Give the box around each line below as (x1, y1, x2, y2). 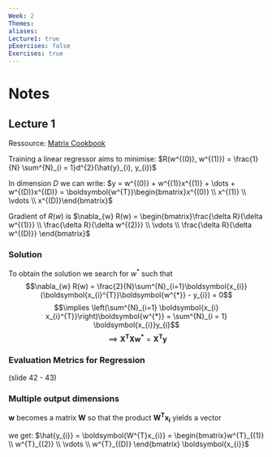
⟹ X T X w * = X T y (108, 332, 168, 343)
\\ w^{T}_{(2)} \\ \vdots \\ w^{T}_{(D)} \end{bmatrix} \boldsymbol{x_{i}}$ (8, 439, 250, 449)
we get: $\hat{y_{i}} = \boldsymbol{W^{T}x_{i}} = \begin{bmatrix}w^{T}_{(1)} (8, 430, 265, 440)
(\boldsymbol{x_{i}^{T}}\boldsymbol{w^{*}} (40, 290, 187, 300)
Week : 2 (8, 11, 35, 20)
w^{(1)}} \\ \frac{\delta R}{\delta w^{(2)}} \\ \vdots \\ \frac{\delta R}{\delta (8, 220, 253, 230)
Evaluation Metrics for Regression (8, 354, 145, 365)
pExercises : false (8, 42, 71, 50)
